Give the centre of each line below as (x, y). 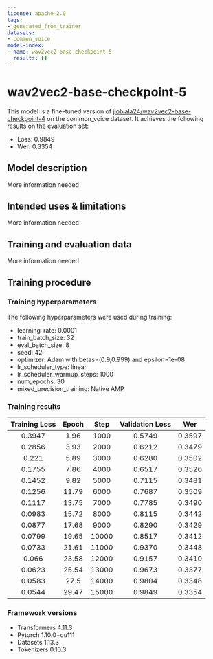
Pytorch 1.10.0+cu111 (46, 635)
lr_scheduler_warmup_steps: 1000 (65, 374)
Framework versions (42, 613)
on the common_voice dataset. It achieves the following (125, 118)
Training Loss (33, 425)
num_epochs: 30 (41, 381)
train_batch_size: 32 (45, 337)
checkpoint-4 (26, 118)
